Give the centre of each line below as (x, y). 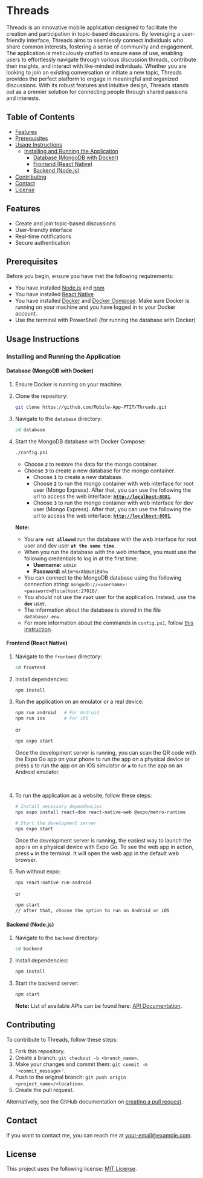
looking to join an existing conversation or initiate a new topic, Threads (94, 72)
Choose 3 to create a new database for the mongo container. (99, 471)
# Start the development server (56, 823)
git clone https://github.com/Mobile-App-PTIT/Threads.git (91, 407)
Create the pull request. (44, 1090)
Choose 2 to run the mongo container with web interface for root (113, 483)
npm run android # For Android (57, 713)
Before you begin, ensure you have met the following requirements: (90, 276)
